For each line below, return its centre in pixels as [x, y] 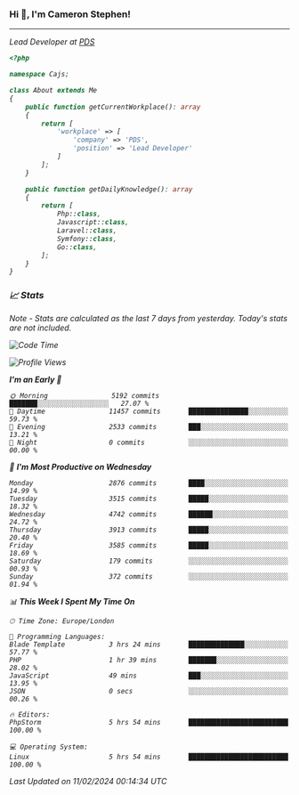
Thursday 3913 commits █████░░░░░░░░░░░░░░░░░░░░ [149, 530]
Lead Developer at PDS [52, 42]
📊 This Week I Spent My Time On [72, 601]
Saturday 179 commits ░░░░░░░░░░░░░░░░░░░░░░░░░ [149, 561]
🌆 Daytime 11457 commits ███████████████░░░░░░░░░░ [149, 411]
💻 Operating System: [49, 747]
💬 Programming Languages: [57, 637]
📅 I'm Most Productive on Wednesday [81, 466]
